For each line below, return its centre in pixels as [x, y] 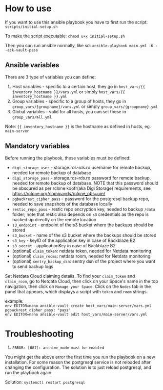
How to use [28, 9]
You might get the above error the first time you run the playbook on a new [80, 357]
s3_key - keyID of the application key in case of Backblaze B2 [74, 240]
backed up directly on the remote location [54, 219]
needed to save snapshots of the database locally [62, 204]
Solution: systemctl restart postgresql [45, 382]
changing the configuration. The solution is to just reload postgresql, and [78, 367]
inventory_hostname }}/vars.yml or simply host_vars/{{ [69, 92]
